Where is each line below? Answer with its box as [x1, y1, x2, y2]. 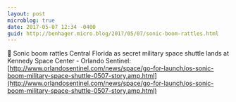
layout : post [7, 10, 46, 18]
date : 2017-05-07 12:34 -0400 [7, 23, 97, 30]
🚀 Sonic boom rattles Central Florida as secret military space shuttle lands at [7, 49, 229, 58]
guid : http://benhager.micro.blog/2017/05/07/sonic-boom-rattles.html [7, 30, 219, 37]
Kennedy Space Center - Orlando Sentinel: [7, 57, 132, 65]
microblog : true [7, 17, 55, 24]
